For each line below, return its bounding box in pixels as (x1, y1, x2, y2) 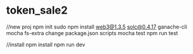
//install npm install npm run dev (6, 41, 85, 48)
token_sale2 (6, 4, 68, 17)
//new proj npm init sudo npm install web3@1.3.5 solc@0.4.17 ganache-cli (6, 23, 187, 30)
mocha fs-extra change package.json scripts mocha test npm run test (6, 29, 178, 36)
